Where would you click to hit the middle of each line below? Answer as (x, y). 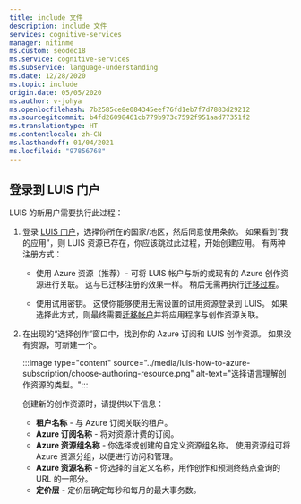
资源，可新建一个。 (65, 345)
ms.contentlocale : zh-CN (56, 135)
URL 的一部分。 (64, 479)
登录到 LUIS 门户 (55, 190)
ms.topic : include (43, 84)
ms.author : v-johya (46, 101)
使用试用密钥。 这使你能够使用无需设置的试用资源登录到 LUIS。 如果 (162, 304)
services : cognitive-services (66, 34)
